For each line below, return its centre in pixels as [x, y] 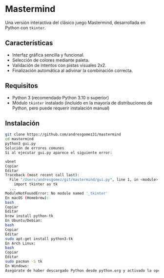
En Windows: [17, 266]
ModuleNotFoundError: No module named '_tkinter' [57, 193]
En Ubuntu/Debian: [24, 221]
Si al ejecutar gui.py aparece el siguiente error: [59, 152]
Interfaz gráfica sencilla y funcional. [48, 55]
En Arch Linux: [20, 243]
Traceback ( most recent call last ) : [42, 175]
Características [29, 43]
